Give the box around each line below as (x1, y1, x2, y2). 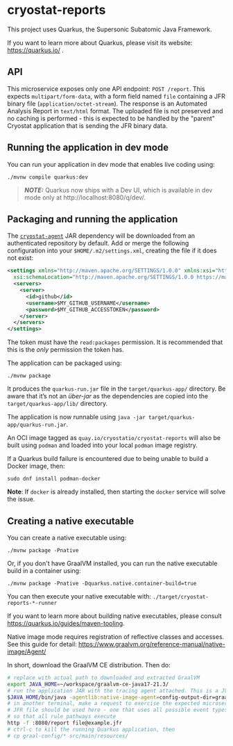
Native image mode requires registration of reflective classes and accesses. (7, 632, 225, 641)
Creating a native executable (7, 515, 134, 527)
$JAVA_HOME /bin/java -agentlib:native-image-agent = (7, 694, 159, 701)
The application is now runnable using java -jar (7, 413, 146, 421)
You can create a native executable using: (7, 533, 127, 542)
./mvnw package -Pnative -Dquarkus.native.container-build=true (7, 580, 197, 587)
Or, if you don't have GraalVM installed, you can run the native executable (7, 559, 218, 567)
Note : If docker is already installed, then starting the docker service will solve (7, 487, 226, 496)
